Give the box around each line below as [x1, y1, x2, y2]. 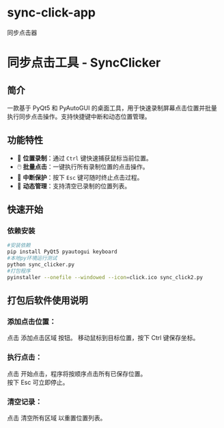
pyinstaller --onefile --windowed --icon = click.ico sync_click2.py [7, 274, 204, 281]
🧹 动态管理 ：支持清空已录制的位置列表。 [16, 182, 131, 190]
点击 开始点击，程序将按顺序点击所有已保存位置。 [7, 369, 147, 378]
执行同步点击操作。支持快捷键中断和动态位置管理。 [7, 112, 151, 121]
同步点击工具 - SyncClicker [7, 55, 161, 71]
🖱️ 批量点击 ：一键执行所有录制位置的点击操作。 [16, 163, 149, 171]
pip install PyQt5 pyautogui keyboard [7, 248, 117, 255]
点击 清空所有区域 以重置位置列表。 [7, 414, 107, 422]
